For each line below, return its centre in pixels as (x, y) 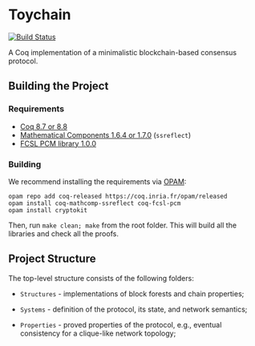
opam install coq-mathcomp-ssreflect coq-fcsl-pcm (95, 203)
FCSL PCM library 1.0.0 (58, 143)
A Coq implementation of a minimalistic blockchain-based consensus (123, 52)
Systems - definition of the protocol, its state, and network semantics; (134, 309)
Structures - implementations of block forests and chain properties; (132, 293)
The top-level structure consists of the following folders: (101, 278)
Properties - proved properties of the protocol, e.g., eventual (121, 324)
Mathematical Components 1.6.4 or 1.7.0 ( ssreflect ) (105, 135)
